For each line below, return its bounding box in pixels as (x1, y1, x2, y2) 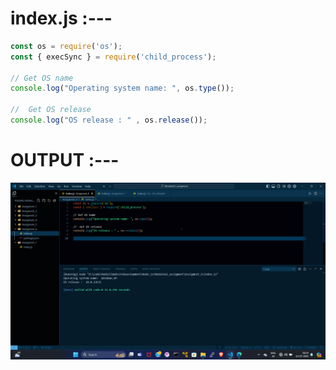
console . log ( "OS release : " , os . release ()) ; (10, 115, 208, 126)
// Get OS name (10, 73, 74, 83)
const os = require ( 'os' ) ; (10, 41, 123, 51)
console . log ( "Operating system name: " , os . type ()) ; (10, 83, 235, 94)
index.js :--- (10, 7, 113, 30)
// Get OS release (10, 105, 92, 115)
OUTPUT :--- (10, 149, 120, 172)
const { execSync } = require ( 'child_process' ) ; (10, 52, 217, 62)
